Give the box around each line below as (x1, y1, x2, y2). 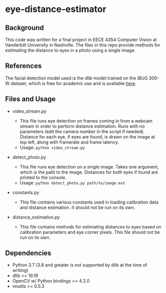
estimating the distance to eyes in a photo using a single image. (5, 47, 136, 53)
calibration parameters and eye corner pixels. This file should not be (19, 229, 161, 235)
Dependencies (5, 249, 51, 257)
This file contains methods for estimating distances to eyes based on (19, 223, 162, 229)
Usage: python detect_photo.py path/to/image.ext (19, 179, 126, 185)
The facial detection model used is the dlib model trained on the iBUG (5, 75, 148, 81)
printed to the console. (19, 174, 67, 180)
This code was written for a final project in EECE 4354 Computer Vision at (5, 36, 157, 42)
